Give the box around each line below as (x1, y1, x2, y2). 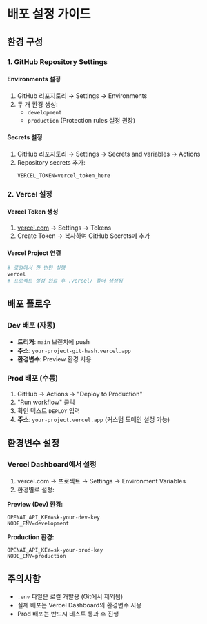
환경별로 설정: (17, 485, 55, 494)
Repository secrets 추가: (17, 158, 86, 166)
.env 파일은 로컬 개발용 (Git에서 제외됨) (17, 592, 124, 601)
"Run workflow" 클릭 (17, 398, 75, 406)
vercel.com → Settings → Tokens (17, 223, 112, 232)
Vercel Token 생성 (7, 208, 59, 216)
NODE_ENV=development (7, 520, 70, 527)
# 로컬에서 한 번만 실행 (7, 265, 66, 272)
